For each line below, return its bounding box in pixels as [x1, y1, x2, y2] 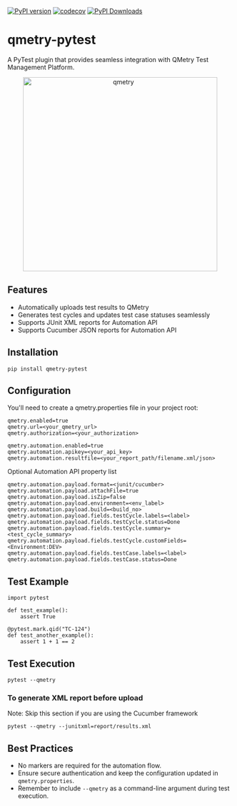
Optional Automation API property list [7, 468, 117, 476]
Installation [7, 346, 59, 358]
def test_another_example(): [7, 632, 94, 639]
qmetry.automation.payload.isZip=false [7, 493, 126, 501]
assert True [20, 613, 56, 620]
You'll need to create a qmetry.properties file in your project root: [7, 403, 198, 412]
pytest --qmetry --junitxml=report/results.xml [7, 723, 152, 730]
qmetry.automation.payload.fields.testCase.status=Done [7, 556, 177, 563]
